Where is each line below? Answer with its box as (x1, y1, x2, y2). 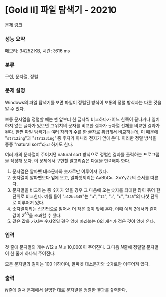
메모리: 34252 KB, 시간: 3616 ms (5, 48, 70, 54)
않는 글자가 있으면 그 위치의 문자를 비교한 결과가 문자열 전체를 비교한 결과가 (14, 122, 160, 128)
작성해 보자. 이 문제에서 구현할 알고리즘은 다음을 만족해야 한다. (10, 157, 131, 164)
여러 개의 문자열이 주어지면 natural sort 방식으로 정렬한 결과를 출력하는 (5, 151, 142, 157)
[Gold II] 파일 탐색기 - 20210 (5, 4, 117, 16)
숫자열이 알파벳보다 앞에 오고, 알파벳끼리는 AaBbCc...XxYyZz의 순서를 (12, 174, 150, 180)
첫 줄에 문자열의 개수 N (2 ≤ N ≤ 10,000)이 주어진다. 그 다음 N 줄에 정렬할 (5, 244, 145, 250)
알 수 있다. (5, 105, 25, 112)
